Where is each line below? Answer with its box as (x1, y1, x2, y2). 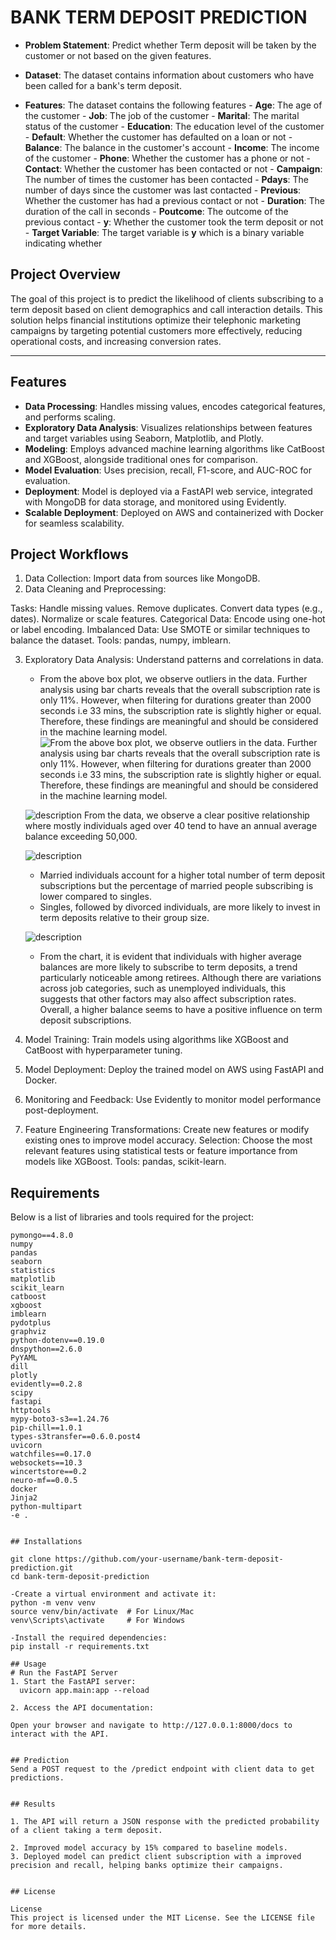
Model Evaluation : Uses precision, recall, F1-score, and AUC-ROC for (24, 464, 313, 476)
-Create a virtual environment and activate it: (10, 1589, 217, 1600)
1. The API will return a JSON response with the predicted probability (10, 1817, 320, 1827)
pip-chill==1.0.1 (10, 1423, 83, 1433)
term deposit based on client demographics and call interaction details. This (10, 303, 323, 315)
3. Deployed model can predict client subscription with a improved (10, 1852, 302, 1862)
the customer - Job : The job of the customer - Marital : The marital (24, 109, 300, 121)
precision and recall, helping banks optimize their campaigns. (10, 1861, 284, 1871)
